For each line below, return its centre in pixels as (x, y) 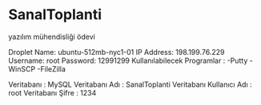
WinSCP (22, 68)
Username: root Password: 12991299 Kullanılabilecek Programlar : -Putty (128, 60)
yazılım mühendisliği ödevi (52, 37)
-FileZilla (52, 68)
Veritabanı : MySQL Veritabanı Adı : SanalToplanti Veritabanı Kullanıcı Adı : (130, 84)
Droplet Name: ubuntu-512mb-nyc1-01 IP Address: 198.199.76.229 (116, 52)
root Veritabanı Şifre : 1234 (52, 92)
